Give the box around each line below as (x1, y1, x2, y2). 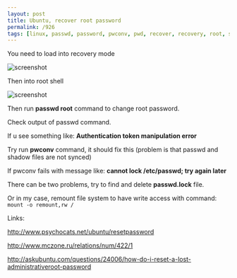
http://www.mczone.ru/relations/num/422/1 (7, 241, 133, 250)
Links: (7, 214, 25, 223)
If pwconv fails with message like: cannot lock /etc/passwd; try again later (7, 167, 227, 175)
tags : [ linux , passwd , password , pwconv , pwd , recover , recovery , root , (7, 30, 226, 37)
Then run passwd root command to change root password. (7, 104, 180, 113)
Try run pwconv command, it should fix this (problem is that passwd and (7, 146, 219, 154)
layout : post (7, 10, 46, 18)
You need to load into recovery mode (7, 50, 115, 58)
